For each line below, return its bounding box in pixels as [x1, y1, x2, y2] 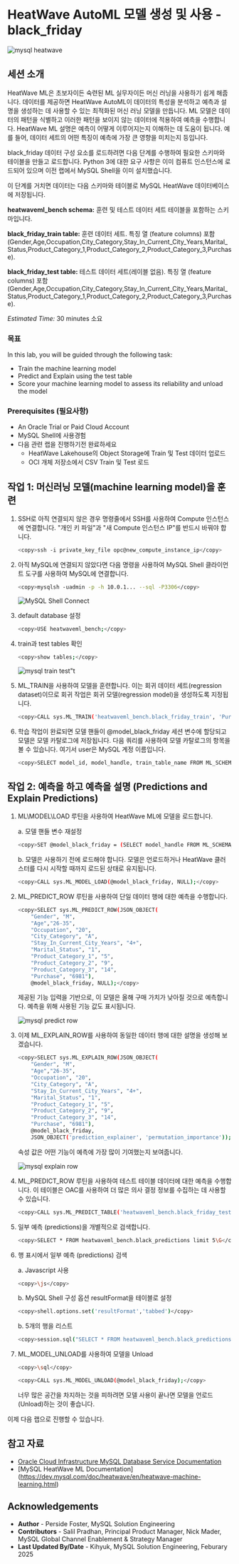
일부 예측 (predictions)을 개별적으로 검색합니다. [17, 1222, 151, 1231]
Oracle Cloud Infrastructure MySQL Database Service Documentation [17, 1457, 222, 1466]
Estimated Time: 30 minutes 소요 [7, 314, 103, 323]
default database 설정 [17, 611, 81, 619]
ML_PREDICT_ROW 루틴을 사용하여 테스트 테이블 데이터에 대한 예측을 [17, 1177, 213, 1185]
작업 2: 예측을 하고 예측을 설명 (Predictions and [7, 781, 208, 793]
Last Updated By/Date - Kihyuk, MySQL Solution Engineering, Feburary [17, 1542, 228, 1550]
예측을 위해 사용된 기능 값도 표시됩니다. [27, 1002, 136, 1010]
